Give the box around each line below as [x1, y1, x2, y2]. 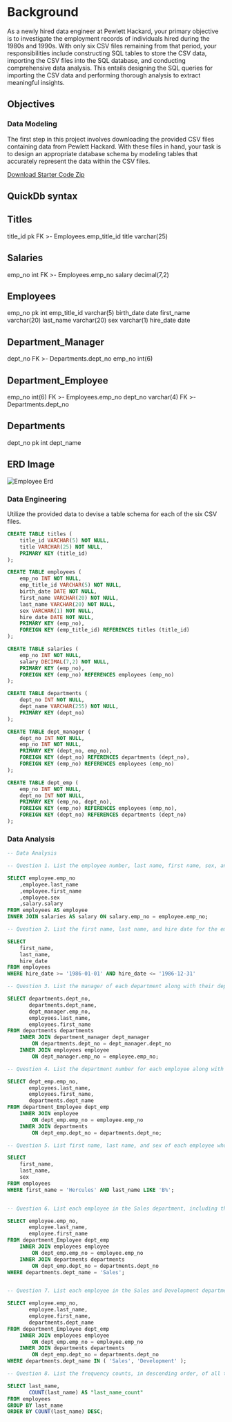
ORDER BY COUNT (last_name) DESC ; [7, 1408, 104, 1415]
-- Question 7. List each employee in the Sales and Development [7, 1287, 199, 1294]
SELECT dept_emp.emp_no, [7, 1078, 79, 1085]
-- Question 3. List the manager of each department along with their [7, 983, 215, 990]
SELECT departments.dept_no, [7, 996, 91, 1003]
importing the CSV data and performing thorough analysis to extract [7, 70, 201, 79]
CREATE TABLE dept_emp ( [7, 779, 79, 786]
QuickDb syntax [7, 191, 78, 202]
